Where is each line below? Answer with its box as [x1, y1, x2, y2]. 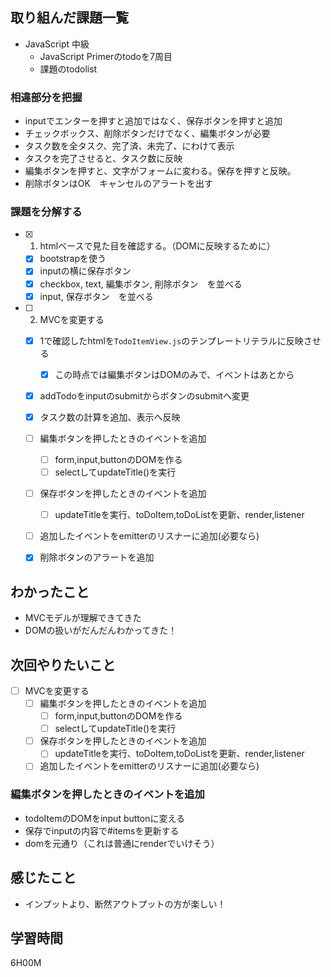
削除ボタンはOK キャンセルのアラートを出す [24, 178, 213, 190]
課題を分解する [10, 205, 83, 219]
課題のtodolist [39, 63, 98, 75]
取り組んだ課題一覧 [10, 9, 129, 27]
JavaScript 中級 [24, 38, 90, 50]
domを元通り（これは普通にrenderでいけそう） [24, 837, 220, 849]
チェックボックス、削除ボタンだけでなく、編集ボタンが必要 [24, 128, 271, 140]
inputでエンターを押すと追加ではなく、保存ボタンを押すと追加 [24, 115, 283, 127]
